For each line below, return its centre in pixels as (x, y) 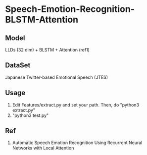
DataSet (18, 65)
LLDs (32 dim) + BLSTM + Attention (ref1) (48, 50)
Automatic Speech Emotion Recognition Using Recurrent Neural (77, 143)
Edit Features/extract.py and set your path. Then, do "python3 (76, 104)
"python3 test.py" (30, 115)
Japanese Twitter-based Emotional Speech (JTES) (56, 77)
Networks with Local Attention (43, 148)
